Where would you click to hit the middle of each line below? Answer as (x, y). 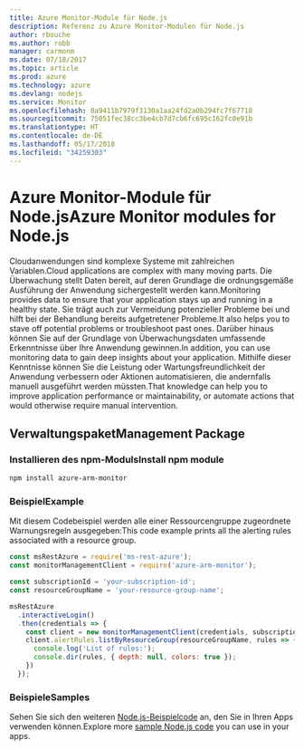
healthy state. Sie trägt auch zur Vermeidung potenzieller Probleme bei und (150, 309)
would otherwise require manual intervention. (94, 405)
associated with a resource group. (73, 541)
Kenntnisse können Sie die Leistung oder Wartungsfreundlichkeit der (138, 367)
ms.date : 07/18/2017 (48, 60)
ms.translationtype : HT (54, 128)
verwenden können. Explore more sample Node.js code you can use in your (149, 726)
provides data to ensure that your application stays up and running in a (141, 299)
